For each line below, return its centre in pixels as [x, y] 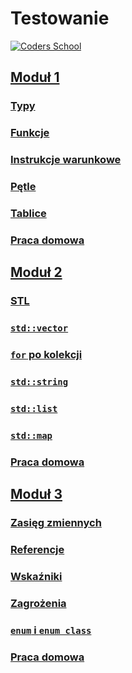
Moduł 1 [35, 77]
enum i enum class [51, 630]
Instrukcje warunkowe [66, 160]
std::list [34, 408]
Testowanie [60, 18]
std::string [39, 381]
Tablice [28, 213]
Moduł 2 [36, 272]
